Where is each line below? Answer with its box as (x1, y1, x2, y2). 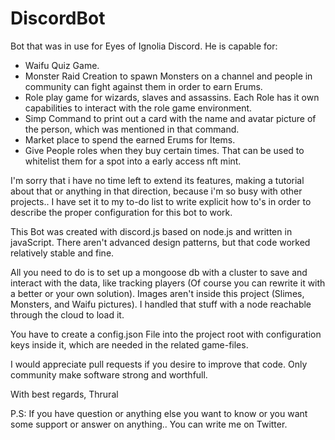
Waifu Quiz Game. (24, 59, 100, 71)
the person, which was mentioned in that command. (24, 123, 240, 135)
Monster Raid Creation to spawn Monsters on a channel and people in (24, 70, 313, 82)
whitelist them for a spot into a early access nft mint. (24, 155, 242, 167)
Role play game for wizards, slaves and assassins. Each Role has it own (24, 91, 320, 103)
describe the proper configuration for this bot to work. (10, 206, 233, 218)
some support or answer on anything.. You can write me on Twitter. (10, 418, 288, 430)
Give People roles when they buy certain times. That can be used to (24, 144, 305, 156)
